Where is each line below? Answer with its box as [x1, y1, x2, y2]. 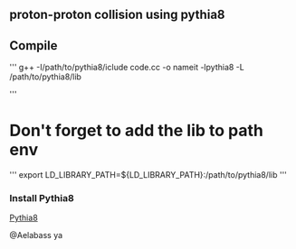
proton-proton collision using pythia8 [9, 7, 225, 23]
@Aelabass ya [9, 230, 63, 241]
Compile [9, 38, 58, 53]
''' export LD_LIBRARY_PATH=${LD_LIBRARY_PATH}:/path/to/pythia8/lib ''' [9, 170, 288, 180]
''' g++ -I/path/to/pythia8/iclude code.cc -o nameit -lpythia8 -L [9, 62, 244, 73]
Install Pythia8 [9, 192, 74, 205]
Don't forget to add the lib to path [9, 121, 264, 141]
